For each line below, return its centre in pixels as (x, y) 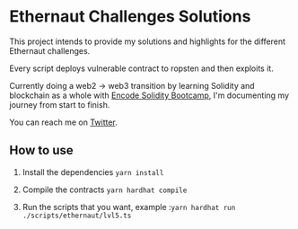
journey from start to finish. (60, 104)
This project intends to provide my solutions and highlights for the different (147, 41)
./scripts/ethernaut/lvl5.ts (77, 216)
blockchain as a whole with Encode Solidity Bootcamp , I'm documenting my (149, 95)
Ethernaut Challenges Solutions (130, 17)
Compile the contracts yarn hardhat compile (105, 189)
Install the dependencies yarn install (93, 172)
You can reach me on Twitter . (64, 122)
